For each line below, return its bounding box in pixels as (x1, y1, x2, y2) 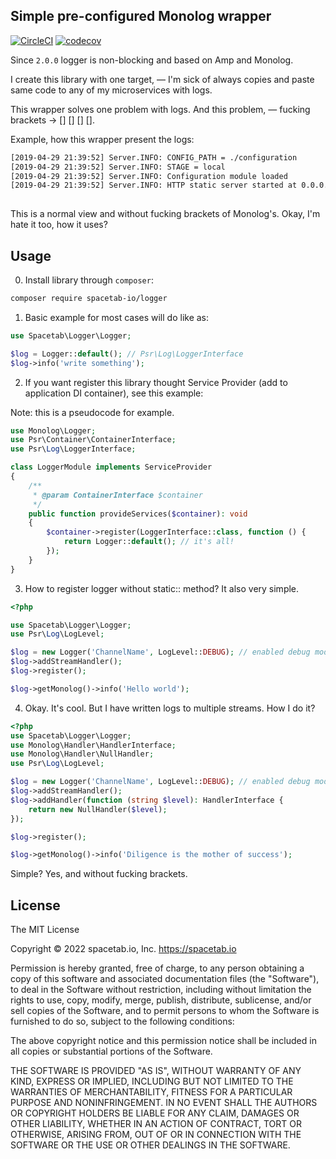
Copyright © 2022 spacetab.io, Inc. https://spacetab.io (10, 943, 237, 955)
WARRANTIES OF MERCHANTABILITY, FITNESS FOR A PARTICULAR (10, 1086, 293, 1098)
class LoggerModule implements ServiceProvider (10, 462, 213, 473)
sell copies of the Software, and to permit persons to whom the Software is (10, 1005, 320, 1017)
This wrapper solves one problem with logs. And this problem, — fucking (10, 103, 311, 115)
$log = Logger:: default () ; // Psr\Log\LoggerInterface (10, 349, 244, 359)
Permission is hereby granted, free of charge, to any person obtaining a (10, 962, 305, 974)
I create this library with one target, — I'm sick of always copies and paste (10, 73, 315, 85)
